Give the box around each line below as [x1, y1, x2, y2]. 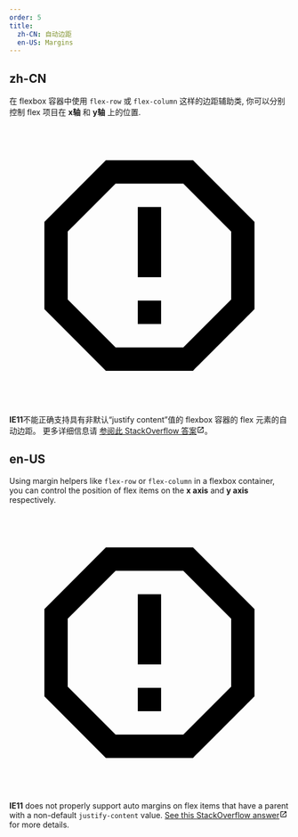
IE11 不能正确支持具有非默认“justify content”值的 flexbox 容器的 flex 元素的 [9, 414, 280, 425]
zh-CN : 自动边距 [17, 29, 73, 38]
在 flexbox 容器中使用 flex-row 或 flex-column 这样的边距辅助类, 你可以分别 [9, 95, 286, 107]
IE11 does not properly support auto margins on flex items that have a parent [9, 800, 289, 811]
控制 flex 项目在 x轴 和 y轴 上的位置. [9, 107, 141, 118]
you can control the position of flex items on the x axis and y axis [9, 485, 249, 496]
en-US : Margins [17, 37, 74, 47]
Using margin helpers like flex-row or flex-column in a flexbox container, [9, 475, 276, 486]
